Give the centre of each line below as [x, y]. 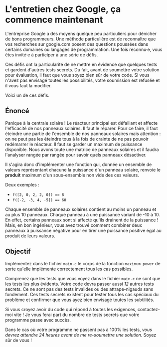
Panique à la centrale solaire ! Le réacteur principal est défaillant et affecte [82, 123]
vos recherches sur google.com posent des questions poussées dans [77, 44]
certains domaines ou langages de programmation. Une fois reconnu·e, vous [84, 49]
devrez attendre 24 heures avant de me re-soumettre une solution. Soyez [81, 335]
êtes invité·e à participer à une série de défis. [52, 55]
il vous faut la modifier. [28, 85]
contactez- [149, 309]
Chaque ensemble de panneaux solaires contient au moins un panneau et [81, 209]
